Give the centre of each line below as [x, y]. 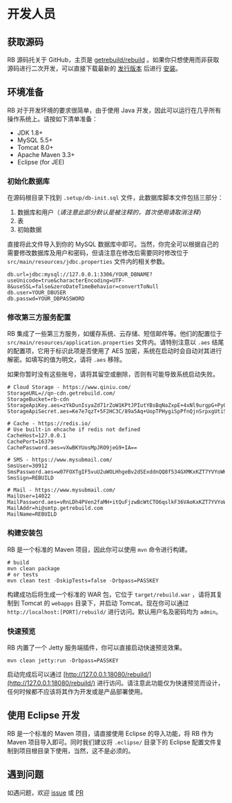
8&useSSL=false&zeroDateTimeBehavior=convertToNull [83, 287]
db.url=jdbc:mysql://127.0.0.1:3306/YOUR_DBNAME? [80, 275]
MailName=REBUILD [32, 514]
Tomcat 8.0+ [35, 147]
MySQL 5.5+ [35, 140]
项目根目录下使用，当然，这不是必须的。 [77, 750]
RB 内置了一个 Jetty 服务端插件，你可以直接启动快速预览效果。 [97, 648]
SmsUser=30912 [28, 466]
